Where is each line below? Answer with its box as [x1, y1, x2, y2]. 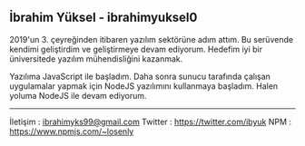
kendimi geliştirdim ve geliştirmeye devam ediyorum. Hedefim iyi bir [9, 44, 263, 54]
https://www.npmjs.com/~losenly [9, 125, 134, 137]
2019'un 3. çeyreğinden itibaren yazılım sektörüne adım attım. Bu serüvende [9, 34, 293, 44]
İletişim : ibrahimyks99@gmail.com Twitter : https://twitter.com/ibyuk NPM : [9, 116, 292, 127]
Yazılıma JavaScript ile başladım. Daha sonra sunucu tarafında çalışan [9, 71, 271, 82]
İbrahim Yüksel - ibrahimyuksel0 [9, 10, 198, 25]
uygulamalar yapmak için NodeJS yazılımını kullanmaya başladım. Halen [9, 80, 279, 92]
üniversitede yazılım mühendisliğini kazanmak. [9, 53, 183, 64]
